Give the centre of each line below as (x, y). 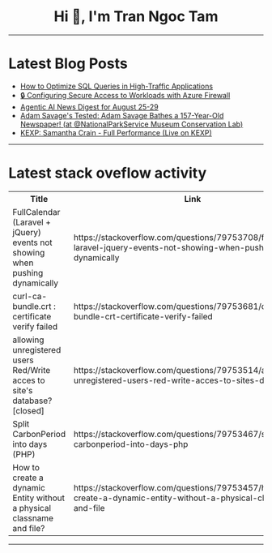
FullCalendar (36, 212)
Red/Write (32, 370)
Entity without (38, 498)
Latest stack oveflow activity (108, 173)
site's (23, 390)
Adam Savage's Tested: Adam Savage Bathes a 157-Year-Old (122, 115)
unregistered (37, 349)
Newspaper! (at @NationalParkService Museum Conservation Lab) (132, 124)
